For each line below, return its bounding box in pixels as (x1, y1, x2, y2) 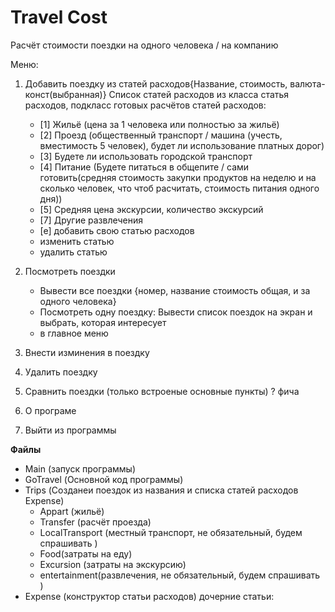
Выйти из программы (24, 424, 117, 436)
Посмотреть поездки (24, 265, 116, 277)
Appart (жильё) (39, 505, 105, 517)
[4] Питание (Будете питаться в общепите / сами (39, 161, 250, 173)
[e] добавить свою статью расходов (39, 224, 195, 236)
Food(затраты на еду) (39, 547, 133, 560)
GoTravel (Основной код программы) (24, 473, 184, 485)
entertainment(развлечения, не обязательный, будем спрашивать (39, 569, 321, 581)
